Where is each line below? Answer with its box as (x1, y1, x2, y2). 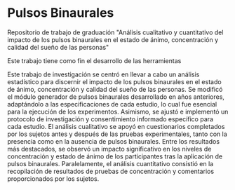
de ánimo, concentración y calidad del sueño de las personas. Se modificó (7, 85, 223, 93)
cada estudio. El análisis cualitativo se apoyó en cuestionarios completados (7, 122, 225, 130)
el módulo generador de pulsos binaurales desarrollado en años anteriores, (7, 93, 224, 101)
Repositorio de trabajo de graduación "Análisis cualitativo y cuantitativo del (7, 28, 224, 36)
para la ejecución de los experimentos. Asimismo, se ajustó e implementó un (7, 107, 229, 116)
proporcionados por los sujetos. (7, 174, 100, 183)
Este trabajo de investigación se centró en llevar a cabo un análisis (7, 70, 200, 79)
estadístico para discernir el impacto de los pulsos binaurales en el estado (7, 77, 222, 86)
